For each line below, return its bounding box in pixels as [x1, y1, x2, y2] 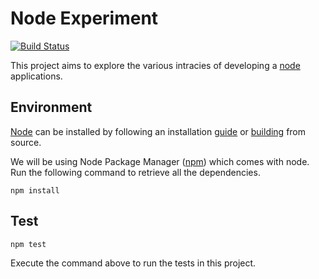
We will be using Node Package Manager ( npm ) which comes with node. [10, 155, 310, 167]
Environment [10, 99, 93, 116]
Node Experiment [10, 7, 159, 30]
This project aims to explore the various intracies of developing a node [10, 59, 301, 71]
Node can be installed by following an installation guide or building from [10, 125, 307, 137]
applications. [10, 70, 63, 82]
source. [10, 136, 42, 148]
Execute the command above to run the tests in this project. [10, 257, 257, 269]
